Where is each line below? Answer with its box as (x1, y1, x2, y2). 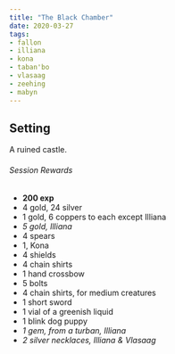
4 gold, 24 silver (21, 202, 83, 212)
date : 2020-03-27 (9, 21, 74, 30)
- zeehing (9, 79, 46, 88)
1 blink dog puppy (21, 316, 87, 326)
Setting (9, 120, 51, 136)
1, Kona (21, 240, 49, 251)
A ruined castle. (9, 144, 68, 155)
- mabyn (9, 87, 38, 96)
